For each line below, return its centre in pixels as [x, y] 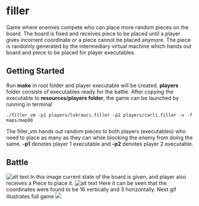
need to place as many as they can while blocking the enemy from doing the [99, 137]
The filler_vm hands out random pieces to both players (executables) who [96, 131]
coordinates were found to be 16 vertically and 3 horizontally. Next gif [91, 189]
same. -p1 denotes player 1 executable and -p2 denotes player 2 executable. [100, 144]
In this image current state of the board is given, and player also [108, 176]
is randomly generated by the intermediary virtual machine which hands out [99, 46]
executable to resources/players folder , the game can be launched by [93, 98]
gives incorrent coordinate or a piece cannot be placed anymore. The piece [99, 40]
